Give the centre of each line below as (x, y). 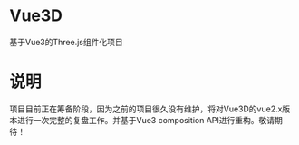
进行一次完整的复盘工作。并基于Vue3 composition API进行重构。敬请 (146, 120)
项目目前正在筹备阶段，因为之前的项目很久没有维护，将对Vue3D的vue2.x (146, 109)
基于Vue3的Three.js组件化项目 (67, 42)
